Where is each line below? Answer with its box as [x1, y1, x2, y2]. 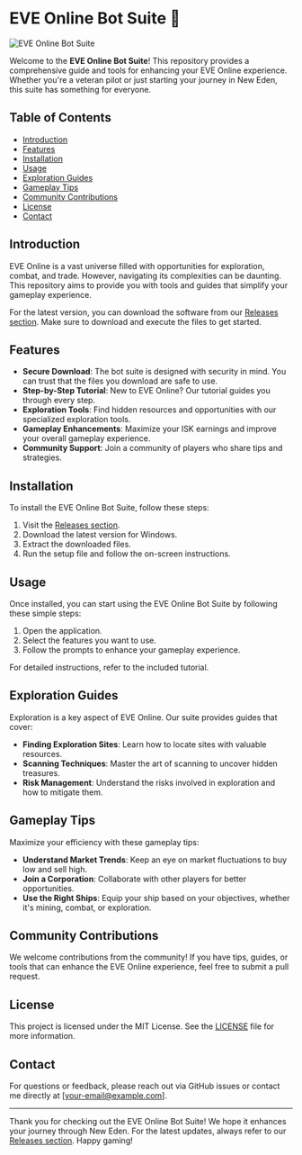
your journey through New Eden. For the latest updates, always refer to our [9, 1125, 287, 1137]
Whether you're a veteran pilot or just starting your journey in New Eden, [9, 74, 279, 85]
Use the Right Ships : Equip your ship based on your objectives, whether [22, 892, 290, 903]
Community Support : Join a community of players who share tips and [22, 443, 283, 454]
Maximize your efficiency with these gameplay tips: [9, 836, 200, 847]
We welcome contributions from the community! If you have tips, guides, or [9, 952, 289, 962]
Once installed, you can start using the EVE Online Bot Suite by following [9, 599, 278, 609]
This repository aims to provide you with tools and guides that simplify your [9, 279, 289, 291]
